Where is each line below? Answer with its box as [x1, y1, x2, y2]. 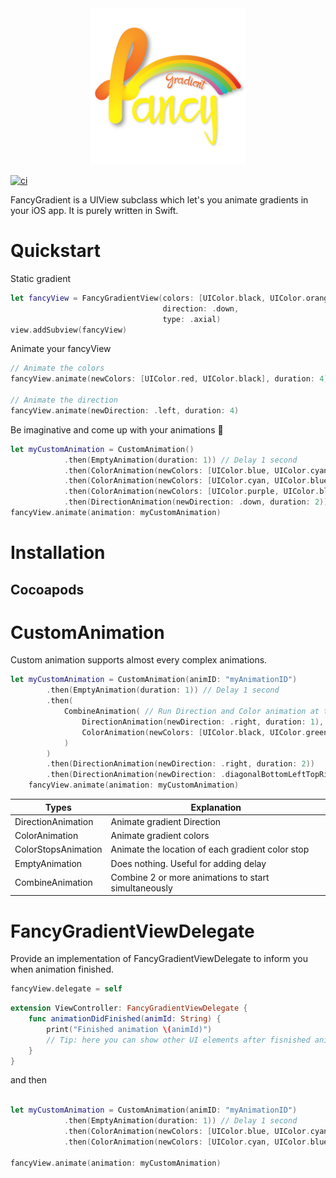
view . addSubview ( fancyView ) [10, 325, 128, 335]
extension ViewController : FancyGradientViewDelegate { [10, 1003, 248, 1014]
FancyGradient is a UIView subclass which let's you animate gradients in [10, 194, 309, 206]
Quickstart [10, 240, 102, 262]
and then [10, 1074, 47, 1086]
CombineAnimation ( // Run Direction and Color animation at [63, 707, 320, 717]
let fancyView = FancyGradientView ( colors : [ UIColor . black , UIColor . [10, 293, 307, 303]
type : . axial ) [162, 314, 222, 324]
